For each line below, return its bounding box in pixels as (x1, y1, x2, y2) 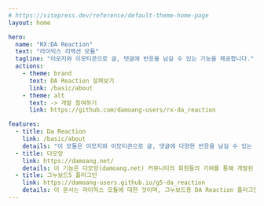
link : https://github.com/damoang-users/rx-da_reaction (28, 106, 216, 114)
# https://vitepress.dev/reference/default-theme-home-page (8, 11, 210, 20)
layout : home (8, 19, 51, 27)
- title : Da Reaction (15, 127, 86, 136)
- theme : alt (22, 91, 65, 99)
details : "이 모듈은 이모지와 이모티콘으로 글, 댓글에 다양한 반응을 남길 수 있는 (22, 142, 253, 150)
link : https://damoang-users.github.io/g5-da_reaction (22, 178, 206, 187)
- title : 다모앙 (15, 149, 64, 157)
